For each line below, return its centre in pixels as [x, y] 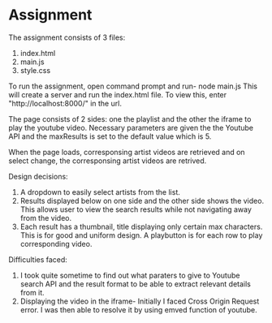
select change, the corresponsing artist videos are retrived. [108, 161]
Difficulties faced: [38, 259]
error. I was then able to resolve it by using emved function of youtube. [138, 309]
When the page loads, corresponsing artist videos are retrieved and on [127, 152]
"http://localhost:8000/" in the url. [65, 103]
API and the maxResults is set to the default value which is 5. [110, 136]
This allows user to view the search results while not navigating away [136, 209]
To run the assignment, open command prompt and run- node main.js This [133, 86]
